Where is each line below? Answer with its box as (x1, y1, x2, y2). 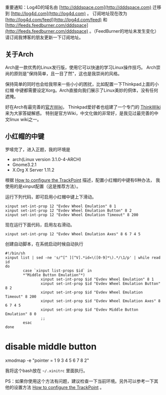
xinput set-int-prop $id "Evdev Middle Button (40, 307, 139, 312)
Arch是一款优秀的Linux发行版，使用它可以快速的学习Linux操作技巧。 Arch (5, 64, 156, 70)
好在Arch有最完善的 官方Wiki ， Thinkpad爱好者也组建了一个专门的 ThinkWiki (5, 104, 161, 110)
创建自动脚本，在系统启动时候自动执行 (5, 241, 83, 247)
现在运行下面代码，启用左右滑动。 (5, 222, 75, 227)
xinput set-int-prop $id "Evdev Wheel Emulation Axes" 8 (40, 298, 161, 303)
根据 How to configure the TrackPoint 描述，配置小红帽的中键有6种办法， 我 (5, 177, 160, 183)
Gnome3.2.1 (12, 162, 37, 168)
